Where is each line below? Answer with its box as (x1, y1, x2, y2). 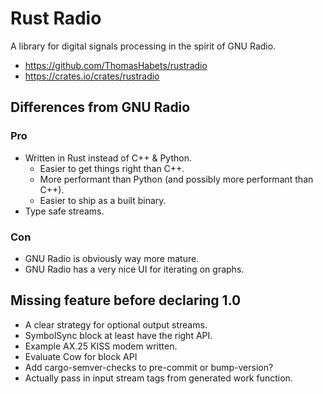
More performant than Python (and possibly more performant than (39, 173, 314, 185)
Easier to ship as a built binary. (39, 194, 167, 206)
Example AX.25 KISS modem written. (24, 340, 178, 352)
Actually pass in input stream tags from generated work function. (24, 372, 293, 384)
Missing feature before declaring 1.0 (10, 292, 242, 309)
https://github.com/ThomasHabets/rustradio (24, 59, 208, 71)
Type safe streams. (24, 205, 105, 217)
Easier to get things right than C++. (39, 162, 185, 174)
